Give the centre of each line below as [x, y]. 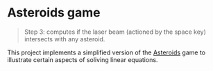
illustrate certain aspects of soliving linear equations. [83, 59]
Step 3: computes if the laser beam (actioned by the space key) [115, 32]
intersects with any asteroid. [65, 39]
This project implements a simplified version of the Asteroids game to [106, 52]
